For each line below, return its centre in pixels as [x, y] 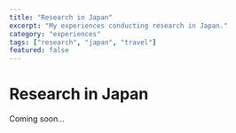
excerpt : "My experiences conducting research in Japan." [118, 26]
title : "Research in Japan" [61, 17]
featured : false [39, 51]
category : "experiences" [55, 34]
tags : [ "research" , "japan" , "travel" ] [83, 42]
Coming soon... [37, 119]
